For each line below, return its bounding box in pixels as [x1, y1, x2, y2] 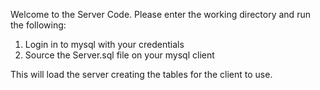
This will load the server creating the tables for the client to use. [10, 69, 273, 80]
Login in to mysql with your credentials [24, 39, 185, 50]
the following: [10, 19, 67, 31]
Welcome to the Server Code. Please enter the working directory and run [10, 9, 311, 20]
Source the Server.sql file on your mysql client [24, 49, 215, 61]
